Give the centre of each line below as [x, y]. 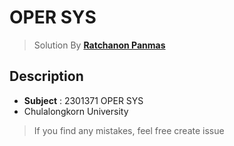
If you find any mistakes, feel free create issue [129, 130]
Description [46, 76]
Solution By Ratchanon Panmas [99, 45]
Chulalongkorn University [76, 111]
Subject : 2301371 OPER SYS [83, 100]
